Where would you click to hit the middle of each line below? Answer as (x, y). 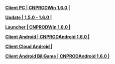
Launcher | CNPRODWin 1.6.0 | (38, 27)
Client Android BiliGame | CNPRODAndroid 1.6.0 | (57, 56)
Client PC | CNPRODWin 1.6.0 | (38, 8)
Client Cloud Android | (29, 46)
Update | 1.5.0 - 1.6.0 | (29, 17)
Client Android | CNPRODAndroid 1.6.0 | (47, 37)
